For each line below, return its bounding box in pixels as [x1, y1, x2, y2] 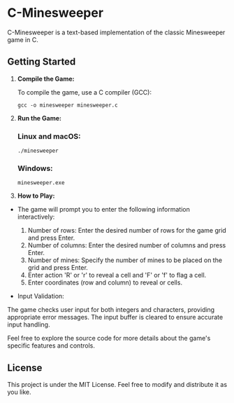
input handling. [7, 320, 50, 329]
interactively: [17, 212, 55, 221]
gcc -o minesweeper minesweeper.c [17, 102, 118, 109]
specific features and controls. [7, 341, 96, 350]
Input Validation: [17, 292, 64, 301]
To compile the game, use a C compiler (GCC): [17, 88, 152, 96]
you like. [7, 388, 31, 397]
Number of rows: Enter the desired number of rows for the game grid [27, 226, 227, 235]
